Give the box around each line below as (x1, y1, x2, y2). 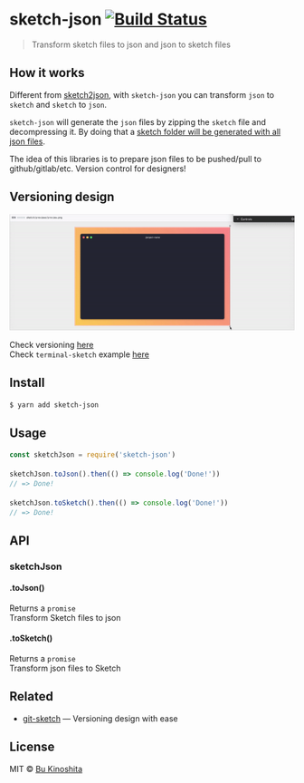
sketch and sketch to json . (9, 99, 107, 110)
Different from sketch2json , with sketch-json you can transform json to (9, 89, 274, 100)
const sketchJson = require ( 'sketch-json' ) (9, 450, 176, 459)
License (9, 739, 55, 755)
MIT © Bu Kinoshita (9, 763, 83, 774)
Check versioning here (9, 339, 94, 350)
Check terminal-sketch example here (9, 349, 149, 360)
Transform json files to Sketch (9, 662, 121, 674)
